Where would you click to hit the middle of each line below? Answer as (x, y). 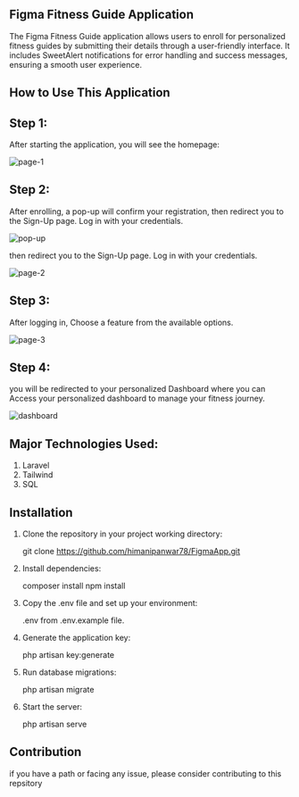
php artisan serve (54, 724)
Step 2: (30, 190)
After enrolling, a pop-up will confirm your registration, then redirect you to (146, 211)
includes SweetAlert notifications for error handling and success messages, (149, 55)
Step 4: (30, 368)
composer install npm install (74, 586)
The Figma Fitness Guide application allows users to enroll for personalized (147, 36)
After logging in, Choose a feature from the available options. (121, 322)
